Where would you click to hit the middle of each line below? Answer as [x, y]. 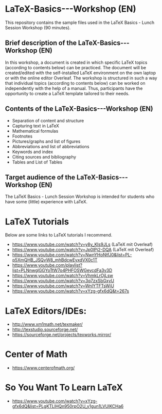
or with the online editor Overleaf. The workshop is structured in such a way [81, 78]
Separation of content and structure [48, 120]
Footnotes [22, 136]
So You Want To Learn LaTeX [64, 387]
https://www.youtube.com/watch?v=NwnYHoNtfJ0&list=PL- [72, 255]
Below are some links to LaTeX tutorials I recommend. [59, 235]
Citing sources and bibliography [44, 157]
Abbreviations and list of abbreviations [51, 146]
